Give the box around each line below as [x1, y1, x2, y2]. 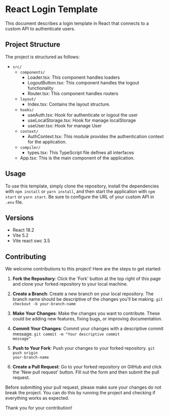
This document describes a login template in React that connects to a [5, 20, 149, 26]
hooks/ [20, 107, 34, 112]
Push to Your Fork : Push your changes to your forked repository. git [12, 345, 155, 351]
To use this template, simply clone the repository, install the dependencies [5, 183, 159, 189]
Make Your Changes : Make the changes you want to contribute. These [12, 310, 160, 316]
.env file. [5, 199, 24, 205]
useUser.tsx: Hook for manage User [27, 122, 102, 128]
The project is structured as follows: [5, 54, 80, 60]
